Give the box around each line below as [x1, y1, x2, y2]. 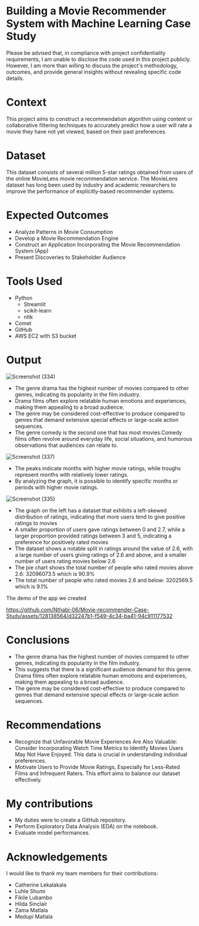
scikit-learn [23, 307, 52, 314]
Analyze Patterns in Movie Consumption [14, 228, 113, 235]
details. [6, 75, 24, 82]
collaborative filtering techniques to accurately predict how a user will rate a [6, 121, 192, 129]
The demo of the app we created [6, 594, 87, 601]
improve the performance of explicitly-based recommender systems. [6, 187, 175, 195]
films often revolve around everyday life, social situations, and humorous [14, 435, 192, 442]
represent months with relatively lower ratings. [14, 471, 129, 478]
